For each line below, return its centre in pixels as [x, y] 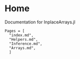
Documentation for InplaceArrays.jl [40, 22]
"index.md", [21, 35]
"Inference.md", [26, 44]
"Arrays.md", [22, 48]
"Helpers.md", [23, 39]
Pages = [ [15, 31]
